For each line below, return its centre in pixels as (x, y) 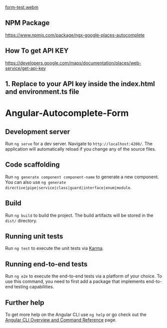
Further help (25, 302)
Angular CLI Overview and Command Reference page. (61, 320)
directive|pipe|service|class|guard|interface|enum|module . (68, 187)
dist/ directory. (21, 220)
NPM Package (27, 23)
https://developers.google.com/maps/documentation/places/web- (73, 63)
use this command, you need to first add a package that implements (75, 281)
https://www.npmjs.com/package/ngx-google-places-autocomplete (75, 35)
